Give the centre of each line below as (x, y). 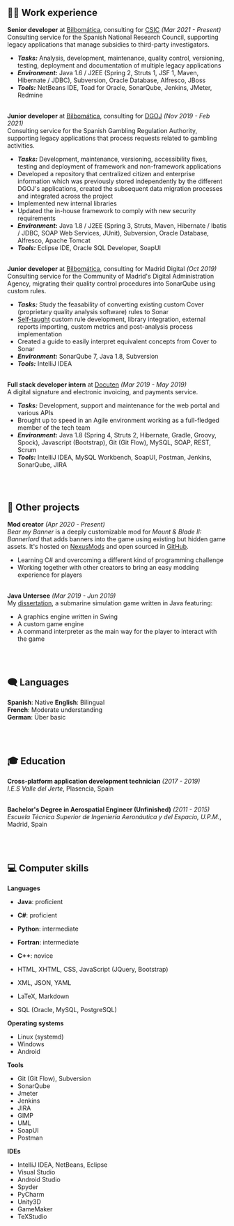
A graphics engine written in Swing (68, 616)
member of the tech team (54, 427)
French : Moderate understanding (55, 710)
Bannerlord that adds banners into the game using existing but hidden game (117, 539)
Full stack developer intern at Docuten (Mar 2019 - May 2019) (97, 385)
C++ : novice (35, 956)
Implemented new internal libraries (67, 203)
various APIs (36, 412)
